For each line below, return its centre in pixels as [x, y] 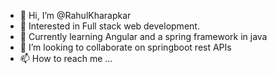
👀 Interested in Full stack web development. [109, 26]
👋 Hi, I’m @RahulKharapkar [75, 15]
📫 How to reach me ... [66, 58]
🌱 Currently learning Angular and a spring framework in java [143, 36]
